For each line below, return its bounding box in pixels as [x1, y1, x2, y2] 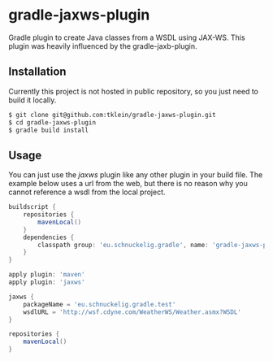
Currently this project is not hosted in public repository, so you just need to [8, 86, 258, 96]
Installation [8, 65, 67, 79]
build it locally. [8, 95, 57, 105]
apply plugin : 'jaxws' [8, 278, 85, 286]
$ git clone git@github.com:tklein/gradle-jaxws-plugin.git [8, 111, 217, 119]
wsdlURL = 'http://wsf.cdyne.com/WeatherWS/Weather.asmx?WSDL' [23, 307, 242, 316]
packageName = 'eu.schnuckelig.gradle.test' [23, 300, 176, 308]
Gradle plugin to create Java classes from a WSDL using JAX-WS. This [8, 33, 245, 42]
